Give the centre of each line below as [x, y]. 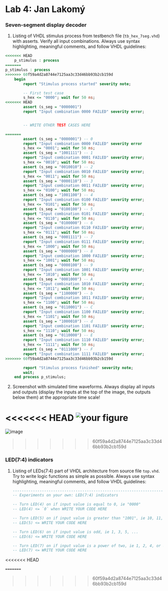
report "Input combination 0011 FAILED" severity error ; [84, 186]
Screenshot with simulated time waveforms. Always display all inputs [83, 387]
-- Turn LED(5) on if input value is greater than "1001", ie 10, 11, [88, 518]
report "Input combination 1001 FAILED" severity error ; [84, 270]
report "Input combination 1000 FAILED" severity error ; [84, 256]
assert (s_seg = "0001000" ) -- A [58, 279]
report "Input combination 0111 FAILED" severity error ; [84, 242]
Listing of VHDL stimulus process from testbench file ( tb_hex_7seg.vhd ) [86, 36]
